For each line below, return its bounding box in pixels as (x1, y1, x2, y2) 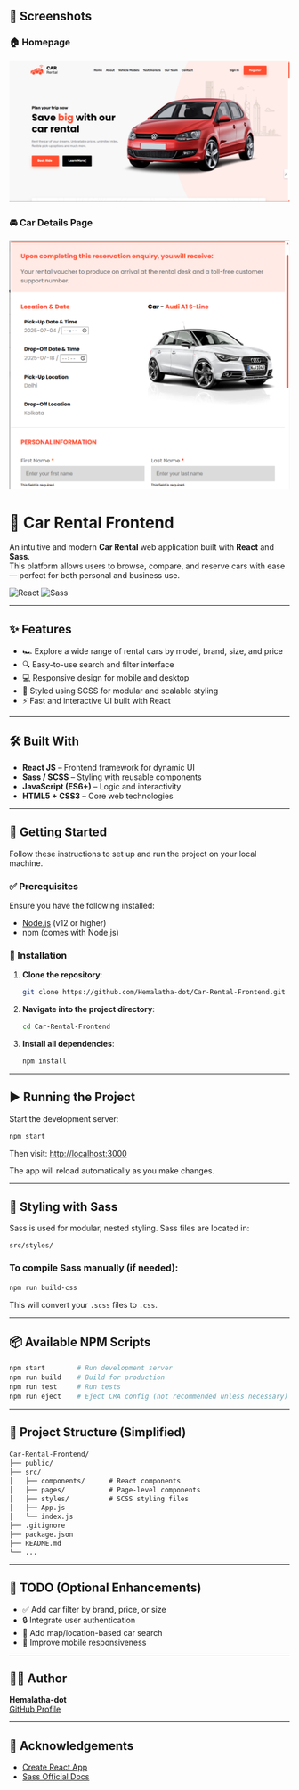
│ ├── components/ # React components (9, 1476, 181, 1485)
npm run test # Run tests (9, 1383, 122, 1392)
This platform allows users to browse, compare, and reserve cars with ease (9, 560, 286, 571)
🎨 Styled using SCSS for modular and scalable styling (21, 685, 219, 696)
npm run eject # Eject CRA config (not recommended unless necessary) (9, 1392, 289, 1402)
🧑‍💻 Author (9, 1671, 68, 1686)
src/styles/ (9, 1241, 53, 1250)
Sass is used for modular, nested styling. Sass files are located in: (9, 1222, 250, 1234)
